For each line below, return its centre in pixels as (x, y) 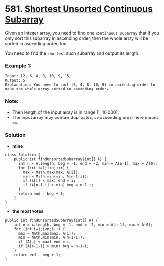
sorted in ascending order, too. (36, 43)
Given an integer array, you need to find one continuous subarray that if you (82, 33)
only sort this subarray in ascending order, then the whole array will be (77, 38)
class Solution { (23, 155)
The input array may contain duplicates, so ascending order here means (85, 117)
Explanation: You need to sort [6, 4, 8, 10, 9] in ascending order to (80, 85)
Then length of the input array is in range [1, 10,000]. (66, 112)
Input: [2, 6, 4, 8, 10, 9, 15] (38, 76)
